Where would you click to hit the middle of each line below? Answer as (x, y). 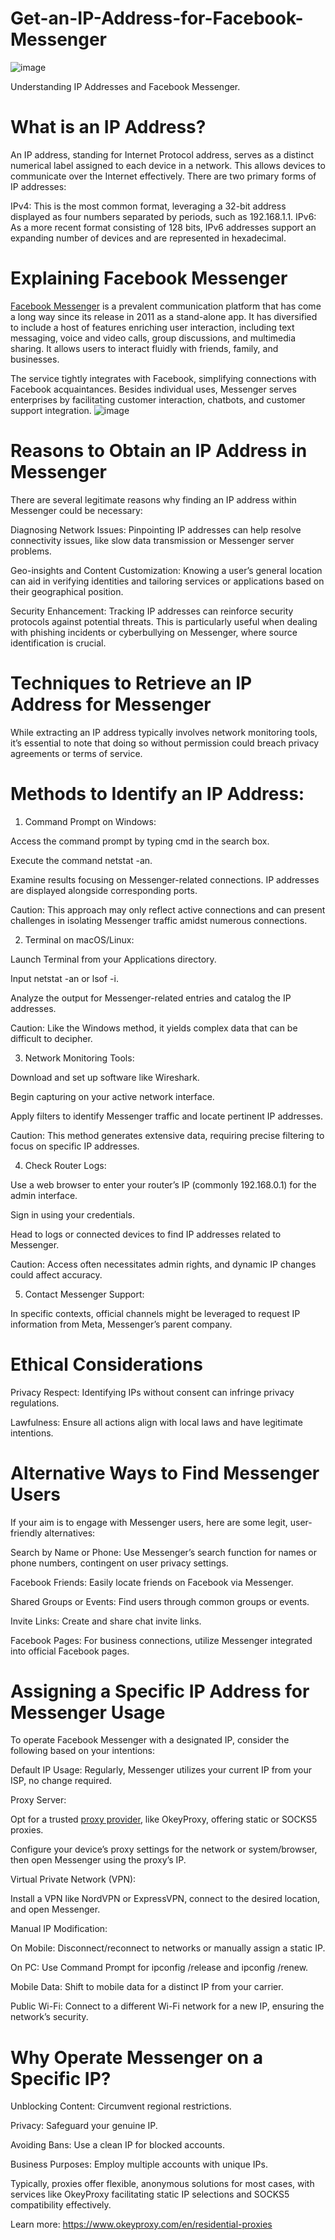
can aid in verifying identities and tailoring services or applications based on (167, 581)
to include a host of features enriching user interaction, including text (152, 327)
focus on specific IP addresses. (75, 1146)
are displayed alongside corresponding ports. (104, 890)
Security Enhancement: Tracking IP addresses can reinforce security (152, 611)
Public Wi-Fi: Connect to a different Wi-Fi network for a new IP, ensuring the (167, 2006)
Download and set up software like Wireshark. (105, 1077)
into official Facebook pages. (70, 1651)
